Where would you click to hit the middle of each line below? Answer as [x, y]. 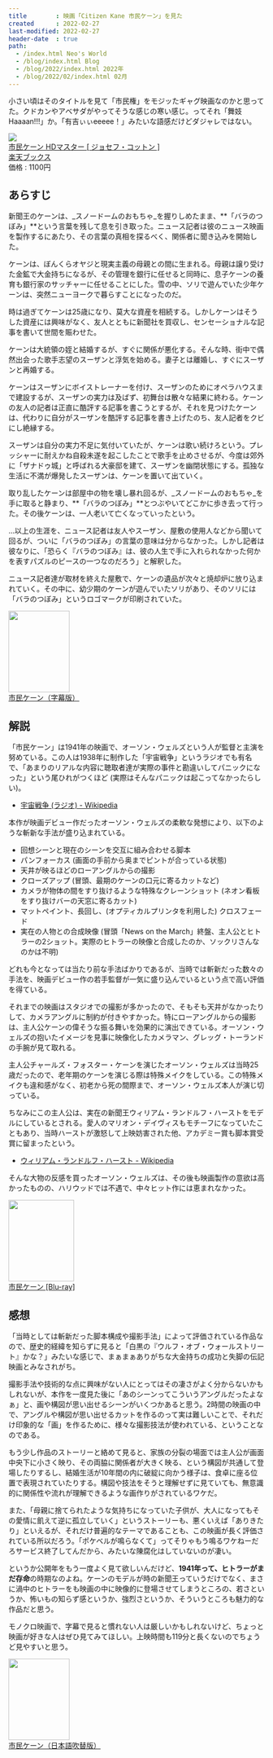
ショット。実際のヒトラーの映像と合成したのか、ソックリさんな [153, 942]
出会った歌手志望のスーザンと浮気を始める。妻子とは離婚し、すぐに [129, 360]
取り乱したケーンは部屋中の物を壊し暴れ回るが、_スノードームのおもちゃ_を [136, 493]
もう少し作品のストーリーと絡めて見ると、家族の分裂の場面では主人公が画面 [136, 1453]
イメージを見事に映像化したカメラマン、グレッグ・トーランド [161, 1037]
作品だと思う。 [33, 1609]
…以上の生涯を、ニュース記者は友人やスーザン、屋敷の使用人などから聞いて [135, 531]
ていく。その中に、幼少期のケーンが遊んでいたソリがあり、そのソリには [136, 589]
